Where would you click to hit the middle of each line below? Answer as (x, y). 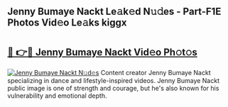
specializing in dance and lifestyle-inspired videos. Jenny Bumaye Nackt (114, 80)
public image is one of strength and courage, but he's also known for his (113, 88)
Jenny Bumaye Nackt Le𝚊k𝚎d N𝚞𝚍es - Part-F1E (114, 12)
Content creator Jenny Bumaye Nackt (156, 73)
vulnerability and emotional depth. (57, 96)
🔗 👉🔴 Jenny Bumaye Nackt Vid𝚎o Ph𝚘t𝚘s (102, 52)
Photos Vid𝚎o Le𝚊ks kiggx (67, 23)
